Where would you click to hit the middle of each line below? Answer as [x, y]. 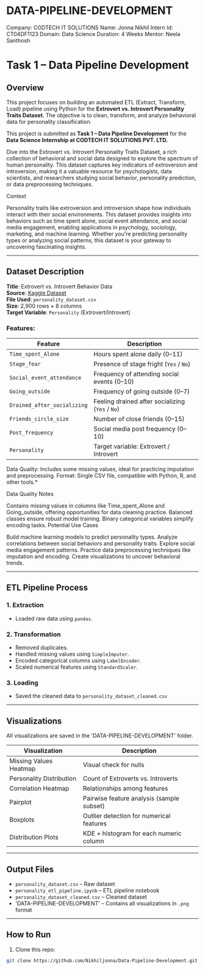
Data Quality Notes [30, 494]
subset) [94, 806]
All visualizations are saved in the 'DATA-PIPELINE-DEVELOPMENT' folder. [100, 736]
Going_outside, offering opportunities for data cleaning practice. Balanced [99, 512]
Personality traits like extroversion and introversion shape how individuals [99, 207]
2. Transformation [34, 634]
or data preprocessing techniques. [50, 184]
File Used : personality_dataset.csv [51, 299]
